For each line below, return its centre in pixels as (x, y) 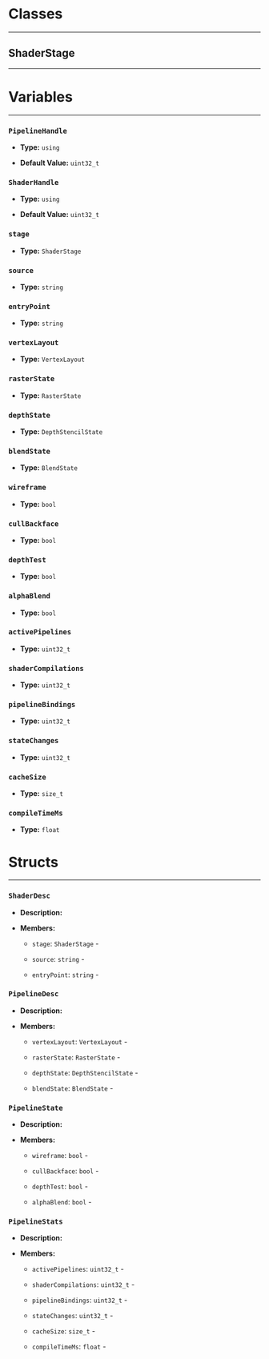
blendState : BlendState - (72, 1088)
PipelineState (36, 1108)
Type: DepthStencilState (61, 432)
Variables (41, 96)
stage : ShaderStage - (65, 943)
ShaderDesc (29, 896)
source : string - (58, 959)
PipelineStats (36, 1222)
